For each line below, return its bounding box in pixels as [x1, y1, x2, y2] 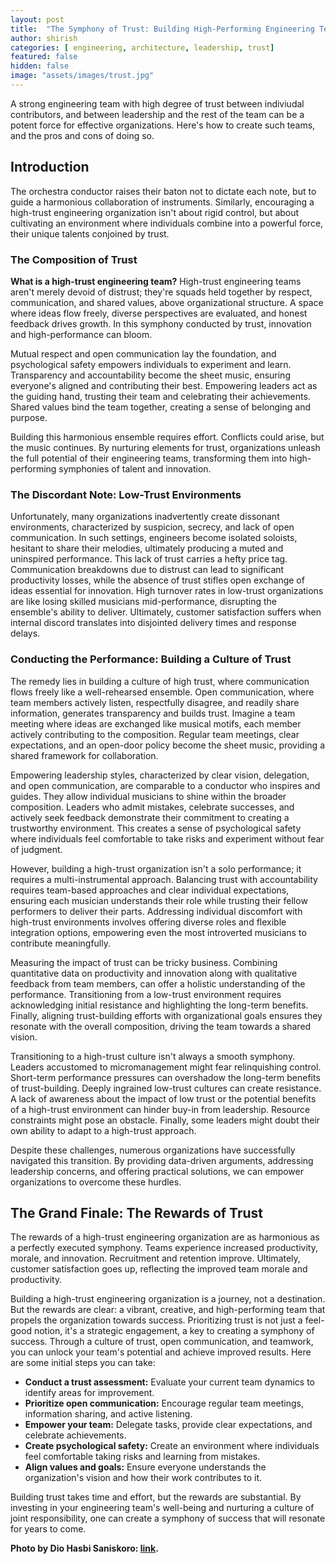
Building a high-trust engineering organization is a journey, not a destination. [10, 1293, 326, 1305]
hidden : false [10, 61, 70, 71]
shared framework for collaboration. [10, 749, 159, 761]
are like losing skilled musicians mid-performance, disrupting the [10, 596, 278, 608]
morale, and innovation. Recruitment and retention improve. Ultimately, [10, 1252, 301, 1265]
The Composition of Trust [10, 252, 138, 266]
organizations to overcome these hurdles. [10, 1176, 182, 1188]
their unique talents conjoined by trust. [10, 227, 170, 240]
